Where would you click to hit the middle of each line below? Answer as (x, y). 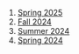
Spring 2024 (40, 40)
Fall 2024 (35, 22)
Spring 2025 (40, 13)
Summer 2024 (43, 31)
